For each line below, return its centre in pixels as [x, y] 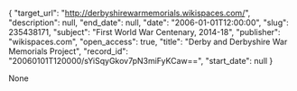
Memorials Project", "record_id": [68, 51]
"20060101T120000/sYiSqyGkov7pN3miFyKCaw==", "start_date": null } [141, 61]
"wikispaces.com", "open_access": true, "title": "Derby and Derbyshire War [148, 41]
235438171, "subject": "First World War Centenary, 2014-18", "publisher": [144, 32]
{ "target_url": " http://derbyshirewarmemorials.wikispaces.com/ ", [130, 13]
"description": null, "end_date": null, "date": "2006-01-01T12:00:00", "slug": [149, 23]
